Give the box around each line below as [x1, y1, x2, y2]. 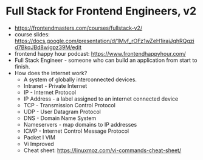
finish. [14, 62, 30, 70]
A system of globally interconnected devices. [23, 76, 137, 83]
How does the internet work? [14, 69, 88, 76]
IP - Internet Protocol [23, 88, 77, 96]
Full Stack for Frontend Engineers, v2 [5, 4, 197, 18]
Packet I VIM [23, 133, 56, 141]
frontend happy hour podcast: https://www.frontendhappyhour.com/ [14, 50, 186, 57]
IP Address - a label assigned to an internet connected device [23, 95, 179, 102]
